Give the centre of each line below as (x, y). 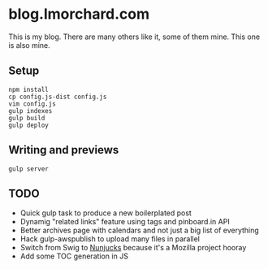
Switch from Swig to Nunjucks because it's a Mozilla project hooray (133, 248)
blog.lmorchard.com (79, 14)
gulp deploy (28, 125)
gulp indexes (30, 111)
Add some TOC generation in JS (74, 256)
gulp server (28, 169)
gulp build (27, 118)
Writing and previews (64, 150)
